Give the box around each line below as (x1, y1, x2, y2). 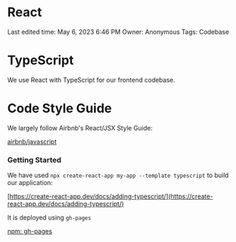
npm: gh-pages (7, 227, 53, 236)
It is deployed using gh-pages (7, 213, 92, 222)
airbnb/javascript (7, 137, 57, 145)
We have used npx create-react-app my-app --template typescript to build (7, 171, 229, 180)
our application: (7, 179, 53, 187)
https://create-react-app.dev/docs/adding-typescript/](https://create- (9, 192, 213, 201)
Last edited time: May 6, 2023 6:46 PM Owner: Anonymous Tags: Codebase (7, 28, 230, 36)
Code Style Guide (7, 100, 112, 116)
